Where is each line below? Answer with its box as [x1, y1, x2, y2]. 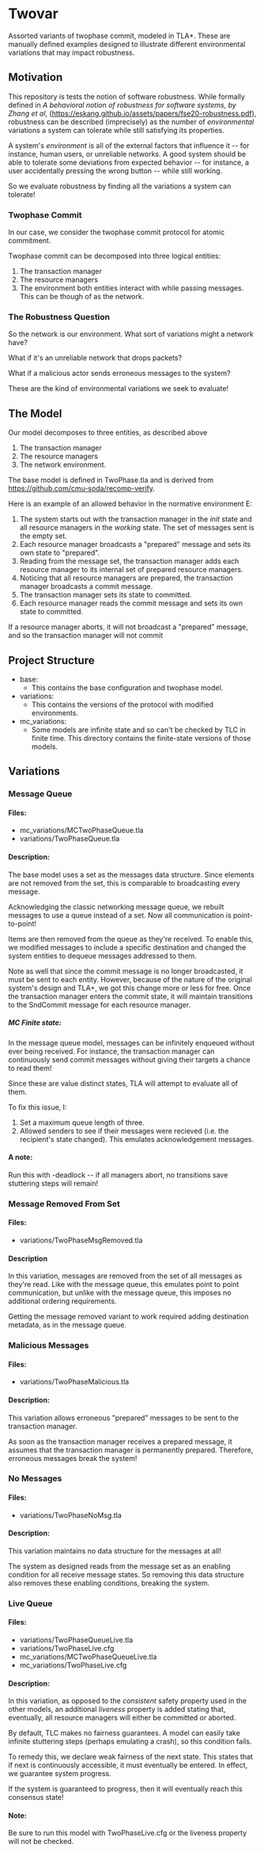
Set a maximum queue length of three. [19, 1118, 145, 1127]
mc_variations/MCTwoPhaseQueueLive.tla [19, 1652, 157, 1661]
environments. [31, 708, 79, 717]
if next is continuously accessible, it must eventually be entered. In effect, [8, 1760, 247, 1770]
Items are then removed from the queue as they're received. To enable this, [8, 934, 254, 943]
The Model [8, 407, 62, 420]
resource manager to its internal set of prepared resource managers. [19, 565, 243, 575]
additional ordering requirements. [8, 1296, 117, 1306]
